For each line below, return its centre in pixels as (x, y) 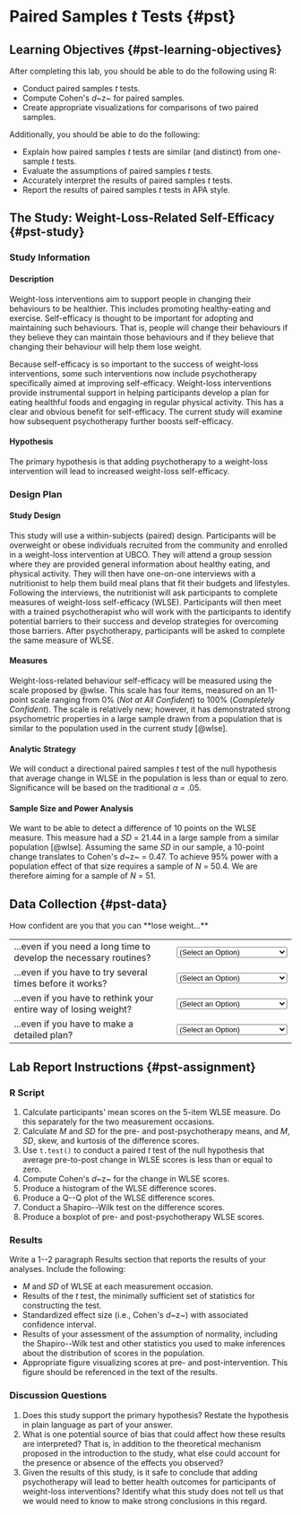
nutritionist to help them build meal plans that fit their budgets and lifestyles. (150, 583)
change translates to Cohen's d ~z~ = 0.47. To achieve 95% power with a (144, 857)
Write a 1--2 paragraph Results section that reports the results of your (138, 1260)
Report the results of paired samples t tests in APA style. (126, 190)
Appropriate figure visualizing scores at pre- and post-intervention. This (155, 1363)
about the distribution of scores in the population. (113, 1353)
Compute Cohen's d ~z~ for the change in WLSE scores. (126, 1178)
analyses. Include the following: (68, 1269)
